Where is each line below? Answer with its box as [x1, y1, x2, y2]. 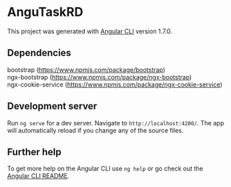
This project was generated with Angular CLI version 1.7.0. [7, 27, 173, 35]
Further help [7, 146, 62, 158]
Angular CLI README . [7, 172, 70, 180]
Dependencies [7, 47, 71, 59]
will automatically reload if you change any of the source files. [7, 126, 184, 134]
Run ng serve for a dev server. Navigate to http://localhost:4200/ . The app [7, 118, 225, 127]
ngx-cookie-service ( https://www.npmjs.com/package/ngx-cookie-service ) [7, 80, 223, 89]
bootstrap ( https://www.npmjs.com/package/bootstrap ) [7, 65, 166, 73]
